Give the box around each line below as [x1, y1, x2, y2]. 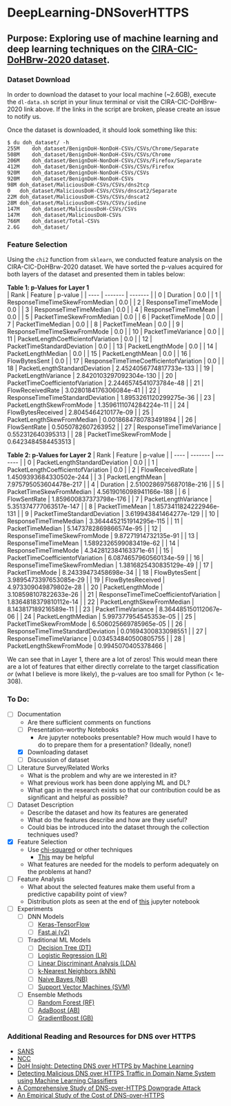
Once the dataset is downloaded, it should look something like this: [7, 126, 198, 134]
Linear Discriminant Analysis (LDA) [37, 959, 137, 968]
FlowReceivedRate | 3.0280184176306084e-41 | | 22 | [7, 386, 161, 394]
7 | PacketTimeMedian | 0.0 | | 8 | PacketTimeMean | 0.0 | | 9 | [7, 320, 184, 329]
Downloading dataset [27, 747, 88, 756]
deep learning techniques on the [7, 43, 150, 55]
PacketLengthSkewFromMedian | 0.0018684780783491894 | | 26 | [7, 416, 197, 424]
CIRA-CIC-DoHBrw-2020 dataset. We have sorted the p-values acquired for [7, 263, 223, 271]
